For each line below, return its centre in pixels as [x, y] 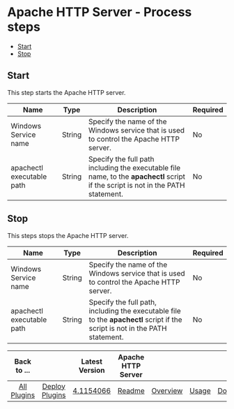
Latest [92, 362]
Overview [167, 390]
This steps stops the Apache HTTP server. [68, 235]
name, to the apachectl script [137, 177]
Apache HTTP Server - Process [100, 12]
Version [92, 370]
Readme [131, 390]
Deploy [54, 386]
